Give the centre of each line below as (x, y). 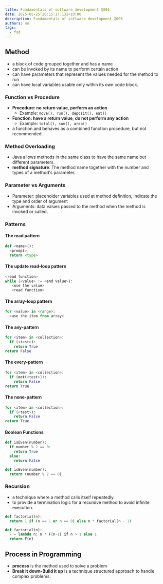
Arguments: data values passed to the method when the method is (79, 206)
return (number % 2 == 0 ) (36, 474)
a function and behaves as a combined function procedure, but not (79, 129)
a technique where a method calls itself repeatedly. (63, 497)
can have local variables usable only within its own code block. (75, 84)
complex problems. (31, 576)
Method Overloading (30, 146)
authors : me (17, 23)
